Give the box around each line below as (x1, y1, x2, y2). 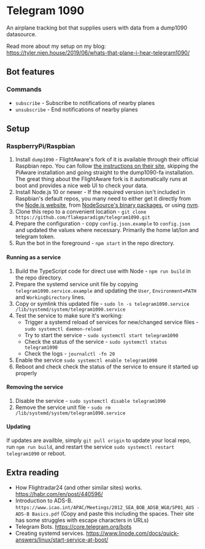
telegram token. (15, 233, 55, 240)
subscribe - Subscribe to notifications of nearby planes (15, 99, 155, 106)
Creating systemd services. (15, 529, 85, 537)
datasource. (6, 30, 37, 37)
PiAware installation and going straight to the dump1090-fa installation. (15, 169, 195, 176)
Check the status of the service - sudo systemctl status (24, 338, 168, 345)
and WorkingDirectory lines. (15, 293, 86, 301)
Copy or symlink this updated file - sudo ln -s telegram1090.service (15, 300, 190, 307)
